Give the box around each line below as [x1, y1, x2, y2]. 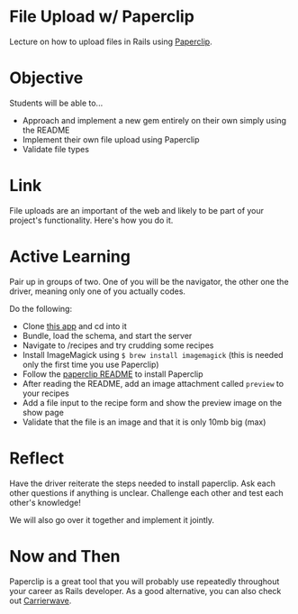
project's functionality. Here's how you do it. [9, 215, 174, 225]
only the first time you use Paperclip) [22, 359, 159, 370]
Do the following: [9, 303, 73, 314]
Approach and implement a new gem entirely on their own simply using [22, 115, 286, 125]
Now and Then [9, 545, 121, 566]
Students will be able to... [9, 97, 104, 108]
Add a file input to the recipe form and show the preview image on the [22, 397, 282, 408]
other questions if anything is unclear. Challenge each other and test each [9, 487, 284, 498]
